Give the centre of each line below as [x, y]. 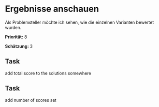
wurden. [13, 27]
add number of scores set [31, 100]
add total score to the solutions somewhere [48, 73]
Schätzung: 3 [19, 46]
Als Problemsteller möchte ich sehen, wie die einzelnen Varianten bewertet [79, 22]
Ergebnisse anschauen [52, 9]
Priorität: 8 [16, 37]
